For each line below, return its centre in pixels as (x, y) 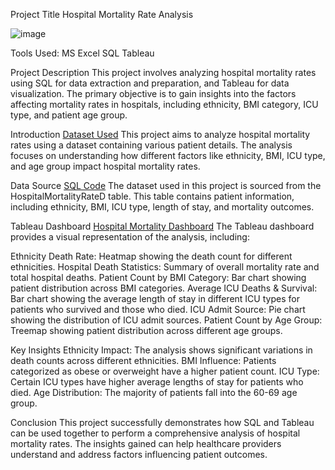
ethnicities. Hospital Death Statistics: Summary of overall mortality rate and (165, 267)
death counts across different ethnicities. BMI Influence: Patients (143, 360)
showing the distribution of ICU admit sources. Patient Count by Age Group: (166, 320)
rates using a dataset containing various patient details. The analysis (151, 145)
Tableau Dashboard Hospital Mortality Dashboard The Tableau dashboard (162, 226)
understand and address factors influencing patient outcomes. (139, 454)
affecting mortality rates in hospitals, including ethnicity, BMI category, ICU (164, 104)
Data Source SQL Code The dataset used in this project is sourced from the (166, 185)
